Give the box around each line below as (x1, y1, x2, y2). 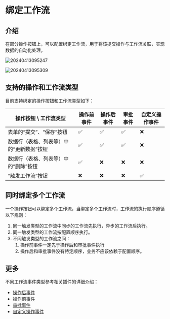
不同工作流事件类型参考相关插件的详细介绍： (5, 279, 99, 285)
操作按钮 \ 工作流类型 (15, 115, 66, 122)
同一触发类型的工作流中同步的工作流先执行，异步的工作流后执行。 (12, 222, 150, 229)
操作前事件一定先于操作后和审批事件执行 (20, 242, 105, 248)
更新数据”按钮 (15, 145, 48, 152)
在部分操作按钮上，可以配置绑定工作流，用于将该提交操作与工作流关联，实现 (5, 41, 165, 47)
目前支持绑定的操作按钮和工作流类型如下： (5, 98, 94, 104)
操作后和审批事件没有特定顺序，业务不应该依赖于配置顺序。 (20, 248, 145, 254)
